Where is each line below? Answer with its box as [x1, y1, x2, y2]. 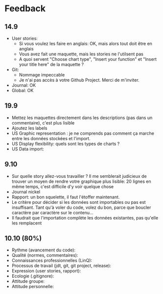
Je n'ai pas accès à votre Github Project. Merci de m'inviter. [19, 77, 140, 83]
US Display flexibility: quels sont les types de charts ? [11, 141, 120, 147]
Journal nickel [11, 189, 40, 195]
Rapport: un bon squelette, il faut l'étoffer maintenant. [11, 194, 120, 200]
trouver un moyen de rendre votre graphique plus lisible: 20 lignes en [11, 178, 151, 184]
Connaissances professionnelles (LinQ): [11, 258, 93, 264]
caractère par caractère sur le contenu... [11, 209, 93, 216]
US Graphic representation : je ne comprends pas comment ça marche [11, 130, 155, 136]
